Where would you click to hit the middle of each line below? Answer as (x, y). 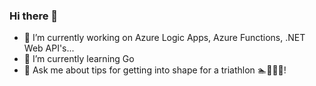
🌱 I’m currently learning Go (79, 59)
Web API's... (49, 48)
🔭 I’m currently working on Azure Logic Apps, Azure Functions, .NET (164, 38)
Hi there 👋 (34, 16)
